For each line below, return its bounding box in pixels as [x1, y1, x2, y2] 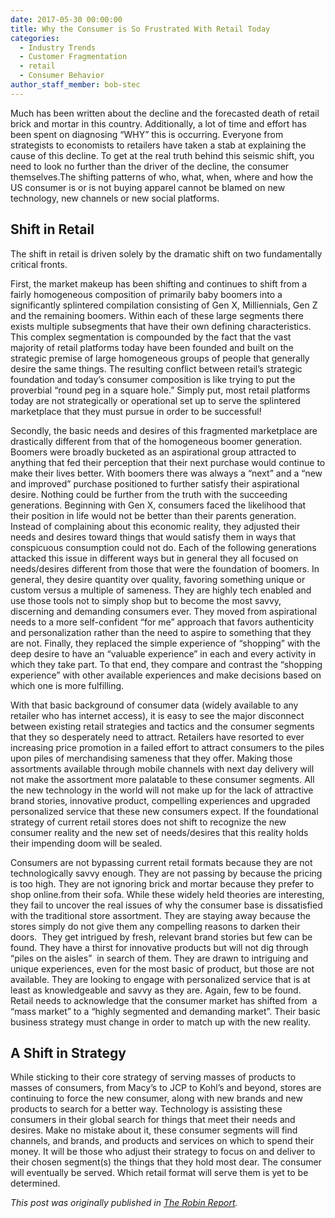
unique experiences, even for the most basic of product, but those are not [10, 962, 315, 975]
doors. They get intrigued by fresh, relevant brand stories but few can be [10, 931, 313, 943]
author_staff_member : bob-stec [10, 80, 141, 90]
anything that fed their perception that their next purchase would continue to [10, 456, 326, 468]
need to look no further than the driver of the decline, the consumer [10, 160, 290, 172]
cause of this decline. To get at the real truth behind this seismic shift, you [10, 149, 315, 161]
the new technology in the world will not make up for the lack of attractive [10, 784, 314, 796]
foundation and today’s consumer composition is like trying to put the [10, 373, 296, 385]
